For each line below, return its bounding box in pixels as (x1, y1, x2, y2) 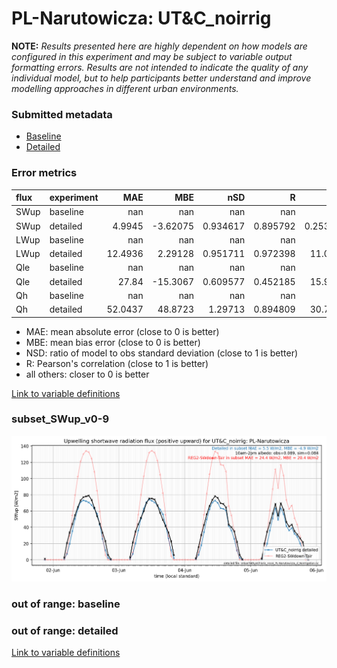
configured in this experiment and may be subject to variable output (11, 50, 293, 62)
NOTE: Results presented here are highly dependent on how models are (11, 40, 308, 52)
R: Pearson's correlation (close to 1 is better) (25, 357, 209, 369)
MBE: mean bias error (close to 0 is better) (25, 336, 201, 348)
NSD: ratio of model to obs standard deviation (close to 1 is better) (25, 347, 299, 359)
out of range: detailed (11, 623, 119, 637)
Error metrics (11, 166, 78, 180)
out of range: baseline (11, 597, 121, 611)
